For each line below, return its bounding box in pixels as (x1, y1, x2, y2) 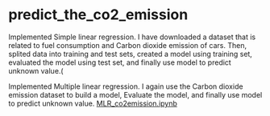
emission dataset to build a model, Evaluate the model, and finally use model (8, 90, 263, 99)
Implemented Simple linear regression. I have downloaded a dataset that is (8, 32, 256, 42)
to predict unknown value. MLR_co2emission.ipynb (8, 98, 177, 108)
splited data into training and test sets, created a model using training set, (8, 49, 252, 58)
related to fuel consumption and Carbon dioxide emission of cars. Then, (8, 40, 247, 50)
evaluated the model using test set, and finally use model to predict (8, 58, 231, 67)
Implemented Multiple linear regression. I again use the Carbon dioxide (8, 82, 243, 91)
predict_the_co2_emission (8, 6, 189, 24)
